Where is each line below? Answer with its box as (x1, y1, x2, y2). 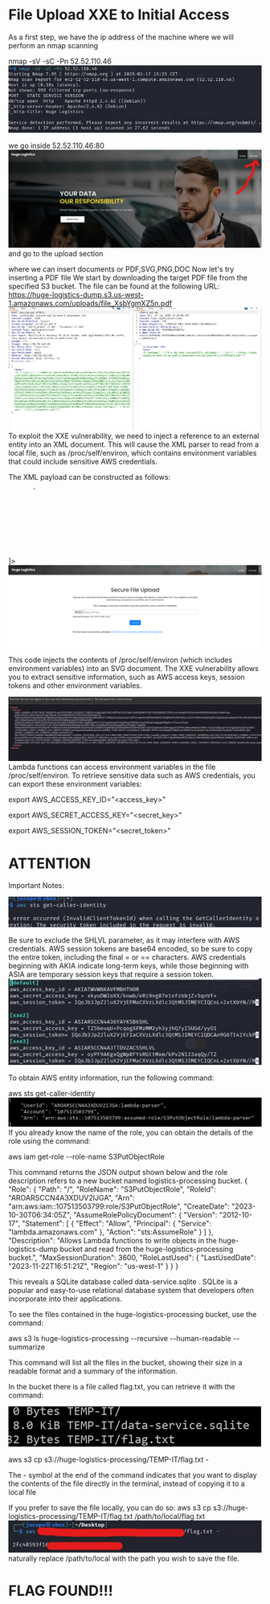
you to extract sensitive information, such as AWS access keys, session (8, 673, 245, 682)
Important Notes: (8, 881, 64, 890)
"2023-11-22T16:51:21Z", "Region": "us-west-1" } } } (8, 1262, 179, 1271)
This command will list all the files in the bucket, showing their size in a (8, 1358, 243, 1368)
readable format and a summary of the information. (8, 1366, 178, 1376)
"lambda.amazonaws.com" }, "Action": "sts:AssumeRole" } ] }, (8, 1227, 215, 1237)
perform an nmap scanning (8, 40, 99, 50)
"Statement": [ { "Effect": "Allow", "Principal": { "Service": (21, 1219, 211, 1229)
